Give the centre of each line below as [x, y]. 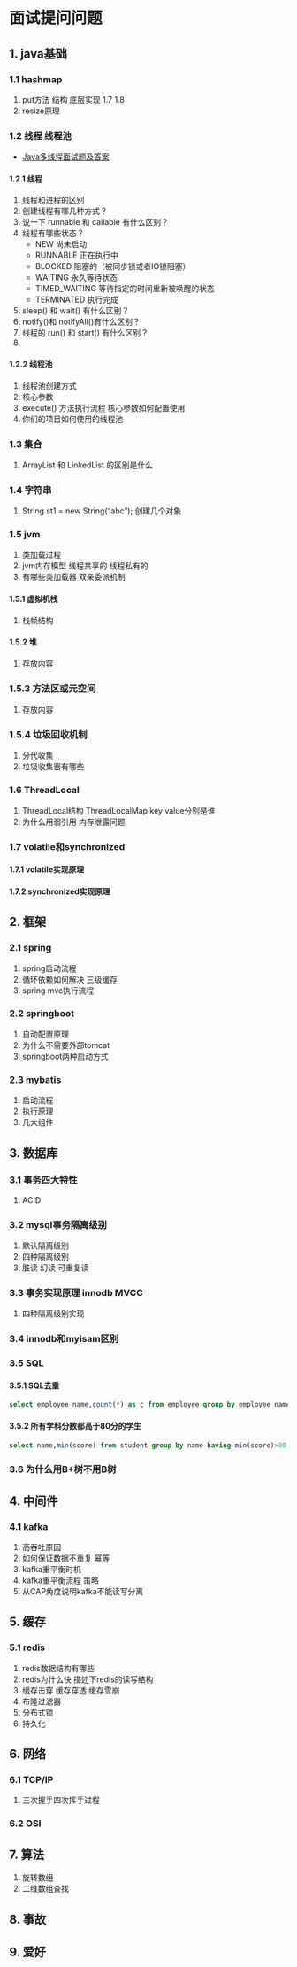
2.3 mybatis [35, 1079]
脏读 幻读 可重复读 [55, 1268]
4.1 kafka [29, 1526]
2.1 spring [30, 948]
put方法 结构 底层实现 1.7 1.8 [73, 99]
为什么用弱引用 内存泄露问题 [73, 822]
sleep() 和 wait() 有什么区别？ [76, 311]
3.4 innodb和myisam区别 [64, 1339]
